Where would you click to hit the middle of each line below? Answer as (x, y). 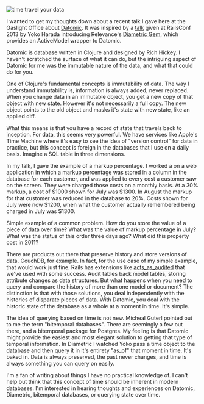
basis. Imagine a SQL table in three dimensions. (66, 154)
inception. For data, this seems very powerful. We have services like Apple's (102, 135)
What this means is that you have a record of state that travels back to (94, 128)
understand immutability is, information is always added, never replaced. (97, 90)
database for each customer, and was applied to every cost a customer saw (101, 179)
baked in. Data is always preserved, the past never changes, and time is (97, 357)
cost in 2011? (22, 242)
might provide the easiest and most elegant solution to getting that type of (99, 337)
